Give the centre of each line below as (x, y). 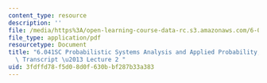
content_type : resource (48, 15)
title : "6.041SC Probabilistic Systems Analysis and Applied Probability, (135, 52)
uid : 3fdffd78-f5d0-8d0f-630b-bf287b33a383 (81, 67)
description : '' (35, 23)
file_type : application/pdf (55, 38)
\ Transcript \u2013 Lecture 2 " (71, 60)
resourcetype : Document (48, 45)
